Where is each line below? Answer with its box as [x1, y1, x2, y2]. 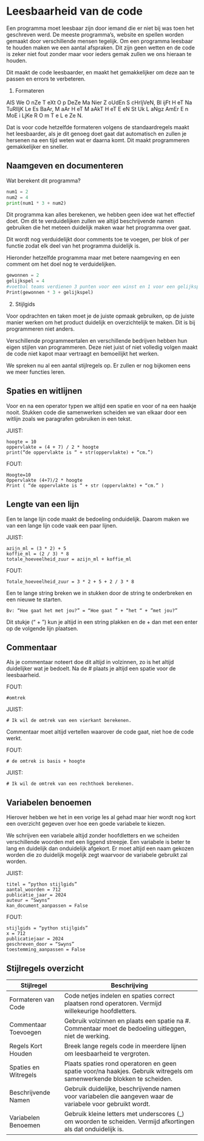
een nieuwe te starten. [6, 596, 63, 603]
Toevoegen [9, 1028, 41, 1036]
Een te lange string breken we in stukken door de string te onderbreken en [6, 589, 192, 596]
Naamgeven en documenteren [6, 160, 124, 171]
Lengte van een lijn [6, 499, 80, 510]
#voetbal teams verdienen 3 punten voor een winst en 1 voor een [6, 284, 175, 290]
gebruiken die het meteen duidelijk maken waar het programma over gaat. [6, 224, 191, 231]
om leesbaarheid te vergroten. [64, 1049, 151, 1057]
